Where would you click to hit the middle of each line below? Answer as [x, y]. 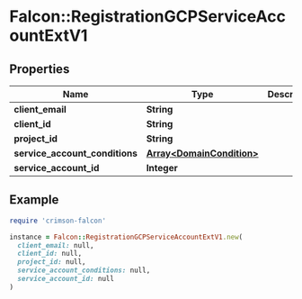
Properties [40, 69]
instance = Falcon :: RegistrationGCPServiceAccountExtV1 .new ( [126, 237]
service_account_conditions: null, [84, 271]
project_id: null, [52, 262]
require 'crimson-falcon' [58, 221]
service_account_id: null [66, 279]
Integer [162, 168]
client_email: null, [56, 245]
